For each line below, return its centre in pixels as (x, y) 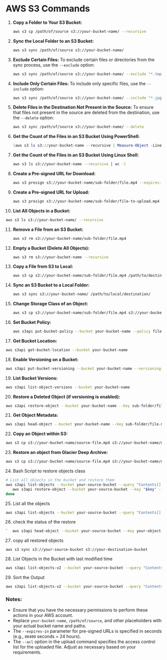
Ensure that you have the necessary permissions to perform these (80, 610)
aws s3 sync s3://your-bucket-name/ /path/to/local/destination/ (82, 294)
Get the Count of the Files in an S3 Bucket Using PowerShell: (76, 137)
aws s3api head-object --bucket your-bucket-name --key (64, 424)
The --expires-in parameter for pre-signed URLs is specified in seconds (87, 631)
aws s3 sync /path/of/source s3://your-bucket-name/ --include (80, 98)
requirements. (27, 652)
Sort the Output (29, 578)
